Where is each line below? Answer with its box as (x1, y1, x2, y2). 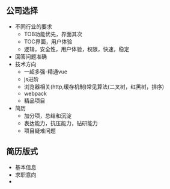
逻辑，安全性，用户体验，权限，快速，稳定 (23, 45, 130, 52)
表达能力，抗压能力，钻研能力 (23, 119, 98, 126)
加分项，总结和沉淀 (23, 112, 72, 119)
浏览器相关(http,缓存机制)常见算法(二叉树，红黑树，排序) (23, 83, 165, 90)
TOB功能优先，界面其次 (23, 30, 83, 37)
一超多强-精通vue (23, 68, 68, 75)
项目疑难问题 (23, 127, 56, 134)
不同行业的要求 (14, 23, 52, 30)
